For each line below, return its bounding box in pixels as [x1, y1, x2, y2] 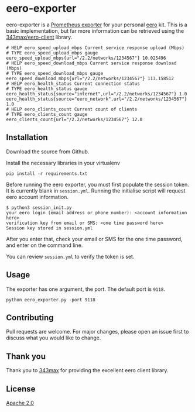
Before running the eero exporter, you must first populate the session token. [6, 181, 189, 188]
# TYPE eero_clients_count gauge [6, 111, 88, 117]
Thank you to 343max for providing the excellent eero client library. [6, 367, 169, 374]
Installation [6, 132, 48, 142]
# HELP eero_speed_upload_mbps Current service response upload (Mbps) [6, 44, 184, 51]
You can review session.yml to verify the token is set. [6, 253, 135, 260]
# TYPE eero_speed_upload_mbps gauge [6, 50, 98, 56]
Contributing [6, 313, 54, 322]
